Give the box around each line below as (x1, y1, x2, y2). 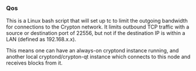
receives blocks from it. (6, 59, 63, 66)
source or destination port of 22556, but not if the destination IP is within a (6, 30, 185, 37)
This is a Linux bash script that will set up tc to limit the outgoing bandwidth (6, 17, 188, 24)
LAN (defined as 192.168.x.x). (6, 36, 77, 43)
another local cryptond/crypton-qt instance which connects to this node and (6, 54, 191, 61)
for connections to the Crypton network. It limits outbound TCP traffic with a (6, 23, 190, 30)
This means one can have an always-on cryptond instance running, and (6, 47, 179, 54)
